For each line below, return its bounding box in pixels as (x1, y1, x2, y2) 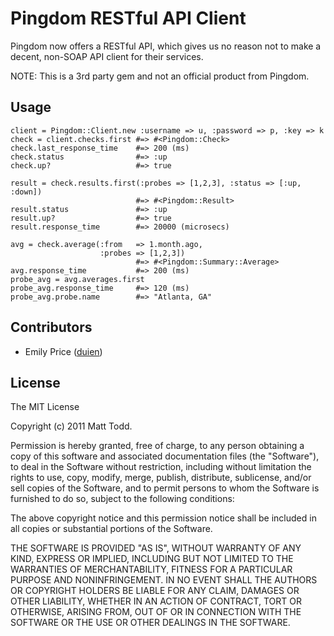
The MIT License (10, 401, 80, 413)
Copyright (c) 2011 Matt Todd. (10, 420, 133, 432)
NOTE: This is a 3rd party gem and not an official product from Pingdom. (10, 70, 310, 82)
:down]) (10, 187, 43, 197)
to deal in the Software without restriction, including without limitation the (10, 461, 312, 473)
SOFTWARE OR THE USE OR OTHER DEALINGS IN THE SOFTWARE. (10, 617, 291, 629)
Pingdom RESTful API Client (10, 7, 247, 30)
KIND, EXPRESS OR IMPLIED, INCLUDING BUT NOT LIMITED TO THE (10, 553, 294, 565)
